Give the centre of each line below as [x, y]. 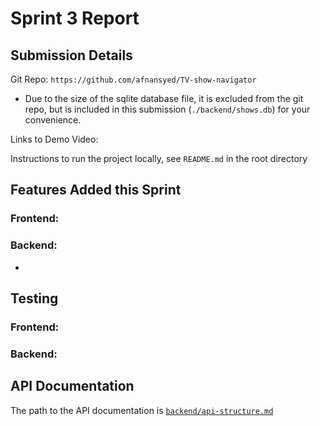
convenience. [53, 120]
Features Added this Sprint [96, 190]
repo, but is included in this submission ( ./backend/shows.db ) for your [167, 109]
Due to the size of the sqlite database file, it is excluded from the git [164, 98]
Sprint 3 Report [75, 18]
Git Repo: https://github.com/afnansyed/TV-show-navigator [133, 79]
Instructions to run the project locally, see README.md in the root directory [159, 158]
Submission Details [71, 55]
